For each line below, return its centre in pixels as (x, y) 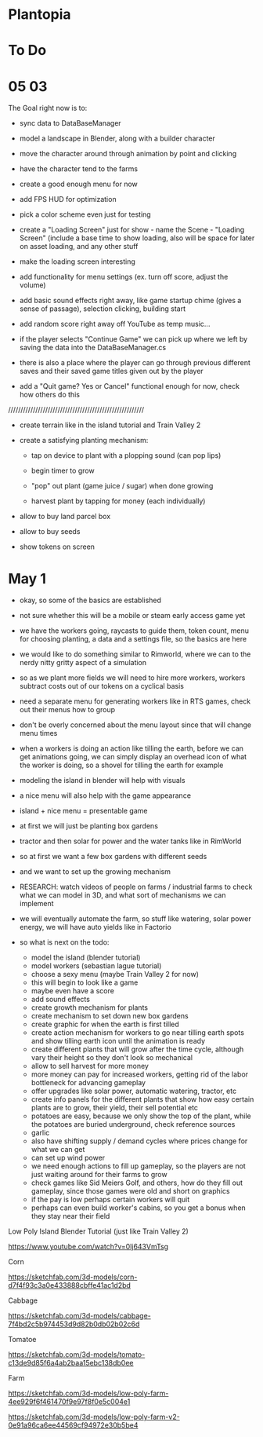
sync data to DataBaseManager (70, 123)
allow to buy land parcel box (65, 517)
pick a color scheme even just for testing (85, 214)
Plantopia (40, 15)
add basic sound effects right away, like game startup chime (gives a (130, 301)
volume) (32, 285)
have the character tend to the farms (79, 169)
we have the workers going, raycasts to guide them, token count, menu (134, 631)
